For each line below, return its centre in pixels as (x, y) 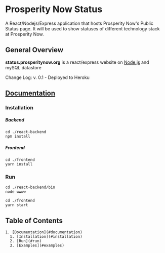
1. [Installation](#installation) (46, 237)
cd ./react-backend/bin (30, 187)
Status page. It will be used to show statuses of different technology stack (82, 28)
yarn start (17, 205)
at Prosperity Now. (25, 34)
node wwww (16, 192)
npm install (18, 137)
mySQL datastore (23, 67)
